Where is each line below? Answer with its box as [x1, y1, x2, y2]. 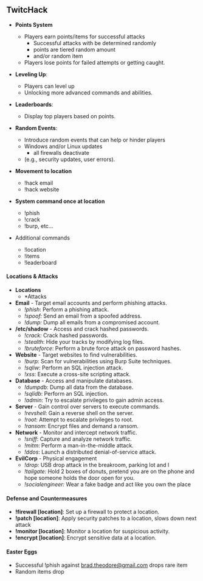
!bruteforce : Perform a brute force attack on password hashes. [24, 344, 181, 352]
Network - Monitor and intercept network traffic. [15, 429, 137, 437]
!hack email [24, 179, 53, 187]
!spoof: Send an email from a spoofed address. [24, 312, 142, 319]
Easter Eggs [6, 548, 38, 555]
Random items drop [15, 568, 65, 576]
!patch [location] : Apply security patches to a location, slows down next [15, 515, 197, 522]
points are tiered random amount [33, 46, 115, 53]
